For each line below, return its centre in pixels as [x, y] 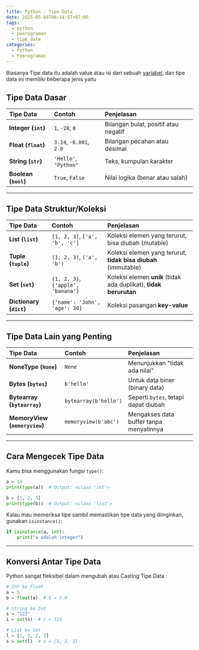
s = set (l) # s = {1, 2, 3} [42, 641]
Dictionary [24, 302]
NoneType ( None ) [33, 367]
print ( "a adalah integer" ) [50, 538]
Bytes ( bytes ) [28, 384]
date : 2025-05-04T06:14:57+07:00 [47, 17]
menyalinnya [146, 429]
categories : [21, 45]
